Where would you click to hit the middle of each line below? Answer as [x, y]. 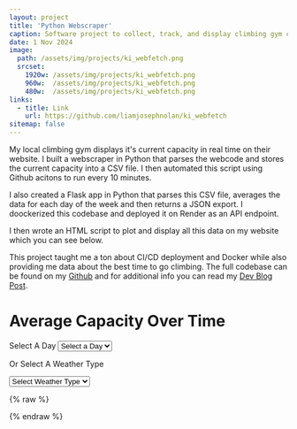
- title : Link [43, 108]
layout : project [39, 17]
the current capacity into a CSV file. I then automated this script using [136, 168]
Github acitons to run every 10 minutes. [80, 177]
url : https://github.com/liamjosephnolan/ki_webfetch [126, 116]
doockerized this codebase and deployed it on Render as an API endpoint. [144, 214]
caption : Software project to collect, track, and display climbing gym [146, 34]
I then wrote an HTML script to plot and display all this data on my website [144, 230]
